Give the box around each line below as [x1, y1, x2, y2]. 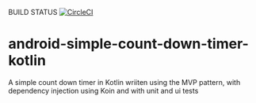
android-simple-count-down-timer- [8, 35, 250, 53]
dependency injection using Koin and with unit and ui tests [8, 86, 199, 95]
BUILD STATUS [8, 8, 58, 17]
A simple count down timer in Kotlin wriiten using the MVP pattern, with [8, 77, 241, 86]
